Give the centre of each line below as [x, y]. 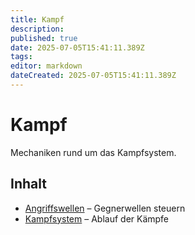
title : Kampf [37, 19]
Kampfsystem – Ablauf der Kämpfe [97, 218]
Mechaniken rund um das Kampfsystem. [93, 152]
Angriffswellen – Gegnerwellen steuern [105, 208]
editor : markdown [46, 66]
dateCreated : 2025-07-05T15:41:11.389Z [93, 76]
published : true [44, 38]
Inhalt [28, 184]
